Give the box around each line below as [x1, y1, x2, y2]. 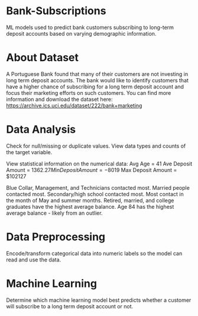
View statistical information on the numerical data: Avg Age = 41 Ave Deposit [6, 160, 193, 167]
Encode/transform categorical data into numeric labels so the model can [6, 250, 183, 257]
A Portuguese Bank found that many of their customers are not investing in [6, 70, 188, 78]
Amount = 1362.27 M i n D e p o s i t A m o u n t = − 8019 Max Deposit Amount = [6, 166, 177, 173]
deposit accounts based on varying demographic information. [6, 30, 157, 37]
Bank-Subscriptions [6, 4, 106, 18]
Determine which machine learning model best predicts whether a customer [6, 296, 191, 304]
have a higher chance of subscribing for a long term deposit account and [6, 83, 184, 90]
